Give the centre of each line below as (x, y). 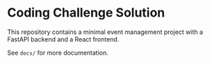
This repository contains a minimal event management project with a (105, 32)
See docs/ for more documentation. (58, 53)
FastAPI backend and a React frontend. (63, 39)
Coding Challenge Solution (86, 13)
